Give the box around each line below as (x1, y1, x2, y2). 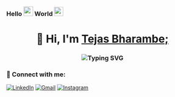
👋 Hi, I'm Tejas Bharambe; (36, 32, 169, 46)
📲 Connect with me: (6, 70, 66, 79)
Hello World (6, 9, 53, 18)
